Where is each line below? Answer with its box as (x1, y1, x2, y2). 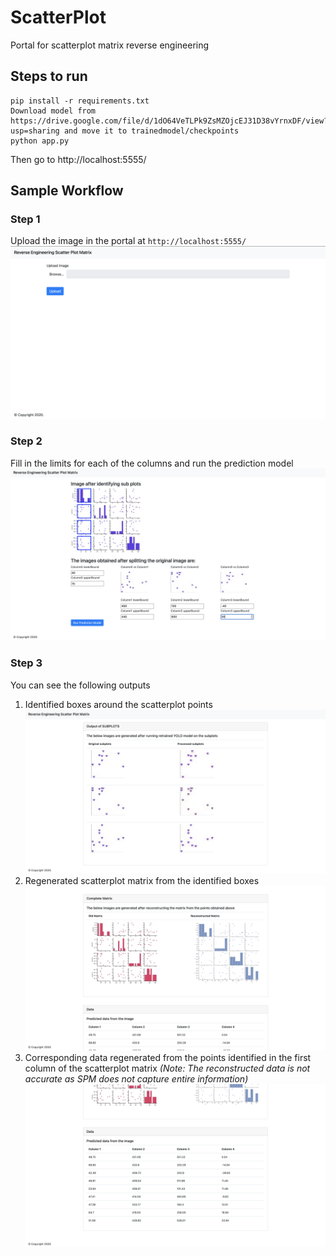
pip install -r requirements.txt (10, 96, 150, 106)
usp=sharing (10, 126, 60, 136)
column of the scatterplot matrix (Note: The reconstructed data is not (24, 1062, 311, 1074)
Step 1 (10, 212, 41, 226)
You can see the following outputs (10, 679, 151, 691)
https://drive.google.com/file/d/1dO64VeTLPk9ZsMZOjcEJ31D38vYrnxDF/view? (10, 116, 329, 126)
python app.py (10, 136, 70, 146)
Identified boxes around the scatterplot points (24, 698, 213, 710)
